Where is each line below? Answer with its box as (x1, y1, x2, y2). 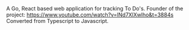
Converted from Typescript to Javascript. (6, 18, 109, 24)
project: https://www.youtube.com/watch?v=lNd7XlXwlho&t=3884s (6, 11, 174, 18)
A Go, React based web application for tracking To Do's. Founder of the (6, 5, 184, 12)
